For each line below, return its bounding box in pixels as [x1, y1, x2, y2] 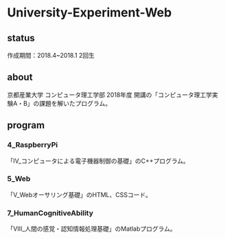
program [7, 119, 45, 131]
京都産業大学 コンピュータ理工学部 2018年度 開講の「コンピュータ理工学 [7, 91, 213, 99]
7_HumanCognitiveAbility [7, 208, 94, 218]
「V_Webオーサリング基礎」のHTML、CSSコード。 [7, 190, 152, 198]
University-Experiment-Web [7, 5, 172, 21]
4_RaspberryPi [7, 140, 58, 150]
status [7, 32, 36, 44]
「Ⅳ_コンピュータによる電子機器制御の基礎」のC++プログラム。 [7, 157, 190, 165]
